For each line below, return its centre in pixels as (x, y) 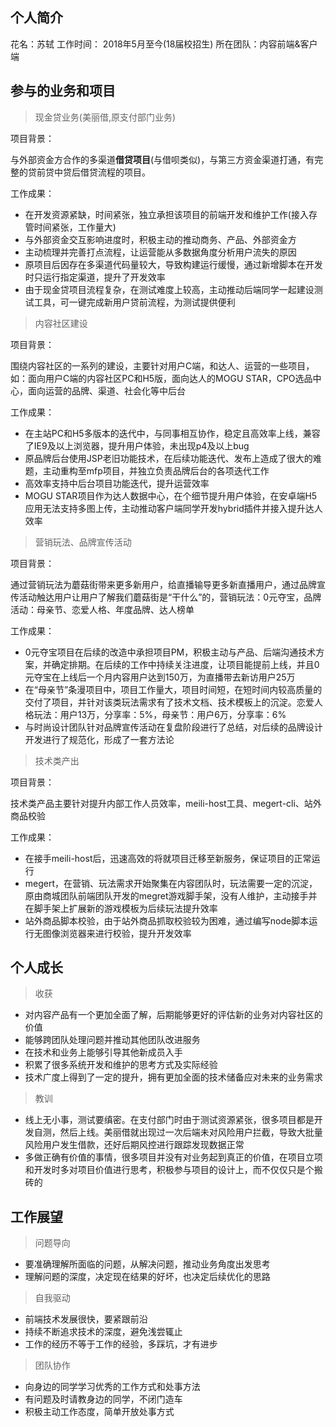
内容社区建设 (61, 323)
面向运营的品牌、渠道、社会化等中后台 (106, 390)
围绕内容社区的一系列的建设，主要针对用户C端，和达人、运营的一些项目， (162, 365)
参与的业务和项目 (63, 91)
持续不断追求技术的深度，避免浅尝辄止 (103, 1332)
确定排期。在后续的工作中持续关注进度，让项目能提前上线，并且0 (185, 664)
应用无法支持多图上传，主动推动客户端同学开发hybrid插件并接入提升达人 (173, 508)
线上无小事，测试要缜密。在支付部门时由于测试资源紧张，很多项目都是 (169, 1120)
